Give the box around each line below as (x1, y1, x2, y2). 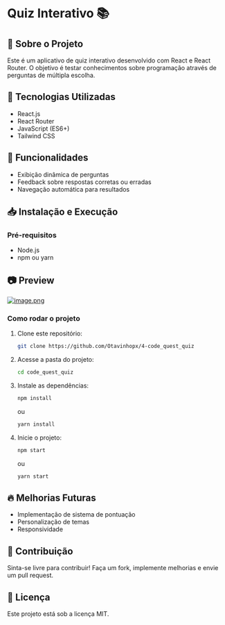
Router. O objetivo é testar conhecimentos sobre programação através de (7, 64, 217, 72)
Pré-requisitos (7, 230, 57, 240)
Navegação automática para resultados (17, 185, 130, 193)
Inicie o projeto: (17, 433, 62, 442)
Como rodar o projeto (7, 314, 81, 324)
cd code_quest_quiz (17, 369, 74, 376)
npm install (17, 395, 52, 402)
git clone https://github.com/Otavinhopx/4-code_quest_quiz (17, 343, 195, 350)
